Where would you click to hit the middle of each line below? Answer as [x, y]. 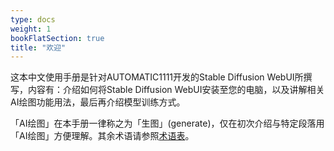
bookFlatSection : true [57, 38]
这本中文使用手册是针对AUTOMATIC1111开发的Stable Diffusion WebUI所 [157, 77]
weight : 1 [31, 29]
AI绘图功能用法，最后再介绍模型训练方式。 [98, 102]
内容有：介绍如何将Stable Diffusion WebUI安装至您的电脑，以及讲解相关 [176, 90]
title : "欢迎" [38, 47]
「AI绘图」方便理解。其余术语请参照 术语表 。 [102, 136]
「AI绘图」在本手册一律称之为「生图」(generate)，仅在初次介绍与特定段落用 [167, 123]
